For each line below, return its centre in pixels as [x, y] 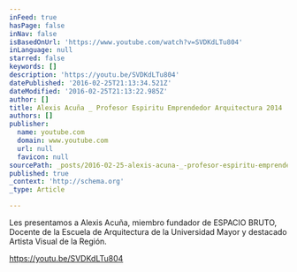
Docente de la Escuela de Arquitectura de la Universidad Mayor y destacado [148, 232]
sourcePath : [31, 165]
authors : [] [31, 116]
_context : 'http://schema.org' [67, 182]
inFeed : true [33, 17]
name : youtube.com [51, 132]
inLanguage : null [41, 50]
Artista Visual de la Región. [58, 241]
